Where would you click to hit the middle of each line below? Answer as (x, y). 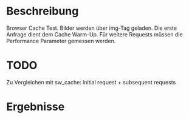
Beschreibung (43, 11)
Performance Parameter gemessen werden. (61, 41)
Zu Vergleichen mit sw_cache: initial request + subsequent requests (91, 82)
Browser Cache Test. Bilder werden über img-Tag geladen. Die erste (92, 28)
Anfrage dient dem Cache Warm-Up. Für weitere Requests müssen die (95, 34)
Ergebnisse (36, 107)
